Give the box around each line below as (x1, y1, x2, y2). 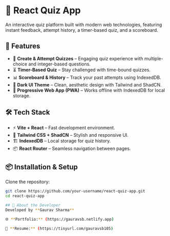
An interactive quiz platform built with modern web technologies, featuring (5, 22, 162, 28)
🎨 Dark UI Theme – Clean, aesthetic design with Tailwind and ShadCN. (12, 81, 162, 88)
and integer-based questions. (28, 61, 91, 67)
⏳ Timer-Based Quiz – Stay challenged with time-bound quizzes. (12, 67, 151, 73)
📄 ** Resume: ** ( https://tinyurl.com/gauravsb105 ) (5, 226, 114, 231)
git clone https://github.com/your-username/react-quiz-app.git (5, 189, 145, 194)
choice (12, 61, 28, 67)
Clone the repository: (5, 179, 50, 185)
